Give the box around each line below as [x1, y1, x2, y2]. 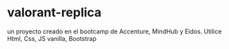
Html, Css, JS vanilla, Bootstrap [7, 34, 97, 42]
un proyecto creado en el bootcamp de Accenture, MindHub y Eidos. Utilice [7, 27, 222, 35]
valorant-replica [7, 5, 102, 20]
